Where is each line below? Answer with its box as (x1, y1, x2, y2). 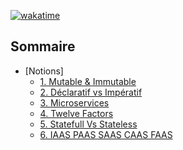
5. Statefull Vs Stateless (39, 118, 138, 130)
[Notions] (24, 65, 64, 77)
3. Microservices (39, 96, 110, 109)
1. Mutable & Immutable (39, 75, 137, 87)
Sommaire (10, 38, 76, 55)
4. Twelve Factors (39, 107, 114, 119)
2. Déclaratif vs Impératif (39, 86, 143, 98)
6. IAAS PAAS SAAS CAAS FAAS (39, 128, 173, 140)
